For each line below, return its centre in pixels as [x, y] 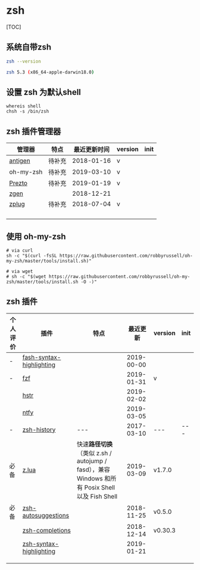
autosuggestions [46, 515]
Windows [90, 478]
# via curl [20, 250]
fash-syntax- [42, 357]
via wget [22, 271]
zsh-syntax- [41, 544]
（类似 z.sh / [94, 453]
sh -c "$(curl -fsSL [32, 255]
